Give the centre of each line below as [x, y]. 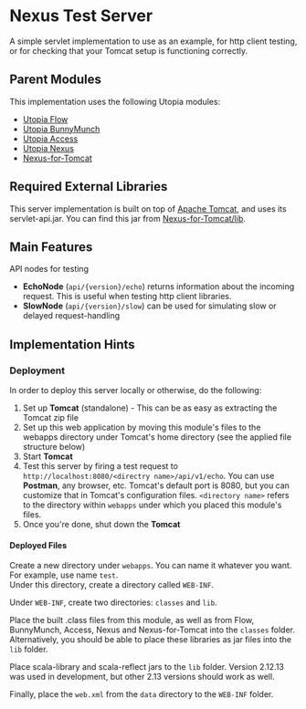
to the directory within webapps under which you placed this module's [152, 505]
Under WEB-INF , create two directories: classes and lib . [113, 602]
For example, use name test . [64, 575]
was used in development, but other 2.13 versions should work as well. [142, 677]
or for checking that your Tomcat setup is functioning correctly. [129, 50]
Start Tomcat [47, 456]
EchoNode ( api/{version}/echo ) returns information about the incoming [158, 287]
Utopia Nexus [48, 148]
